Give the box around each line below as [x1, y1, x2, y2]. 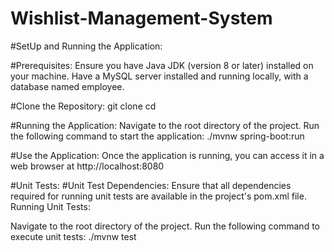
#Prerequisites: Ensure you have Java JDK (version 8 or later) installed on [10, 59, 314, 71]
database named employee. [10, 80, 125, 92]
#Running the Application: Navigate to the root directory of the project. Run [10, 119, 320, 131]
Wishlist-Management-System [10, 7, 273, 30]
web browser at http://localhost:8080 [10, 160, 165, 172]
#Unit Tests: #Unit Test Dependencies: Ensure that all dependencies [10, 179, 292, 191]
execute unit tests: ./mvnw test [10, 230, 137, 242]
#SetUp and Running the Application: [10, 40, 163, 52]
